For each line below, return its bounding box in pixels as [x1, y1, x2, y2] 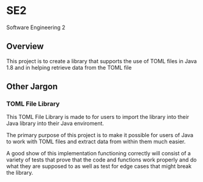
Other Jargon [6, 81, 58, 92]
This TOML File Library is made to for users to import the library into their [6, 113, 190, 121]
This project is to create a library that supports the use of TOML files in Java [6, 57, 198, 64]
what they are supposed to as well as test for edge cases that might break [6, 163, 192, 170]
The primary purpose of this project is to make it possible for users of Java [6, 132, 193, 139]
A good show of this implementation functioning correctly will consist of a [6, 150, 191, 157]
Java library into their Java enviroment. [6, 120, 105, 127]
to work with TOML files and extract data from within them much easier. [6, 138, 186, 146]
